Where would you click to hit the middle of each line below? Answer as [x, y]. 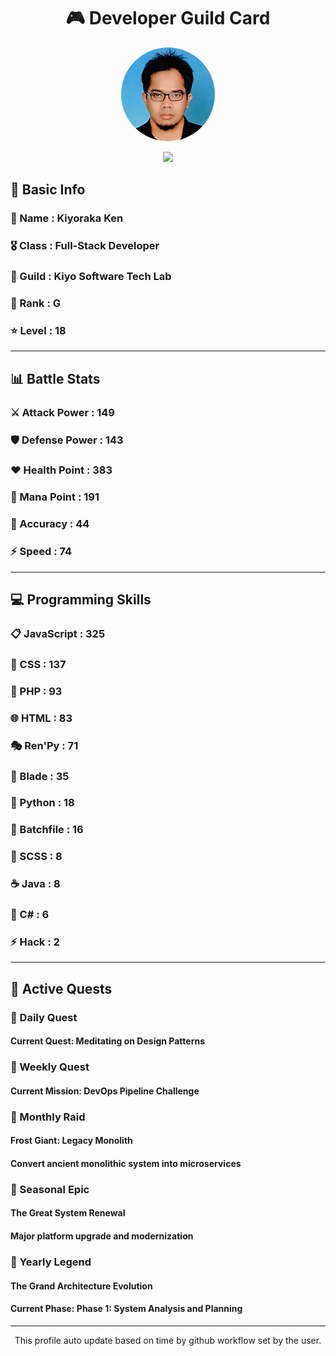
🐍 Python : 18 [42, 803]
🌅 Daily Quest [44, 1017]
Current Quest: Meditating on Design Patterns [108, 1041]
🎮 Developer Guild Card [168, 18]
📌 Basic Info [48, 190]
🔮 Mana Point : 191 [55, 497]
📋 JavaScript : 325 [58, 633]
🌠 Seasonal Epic [50, 1189]
